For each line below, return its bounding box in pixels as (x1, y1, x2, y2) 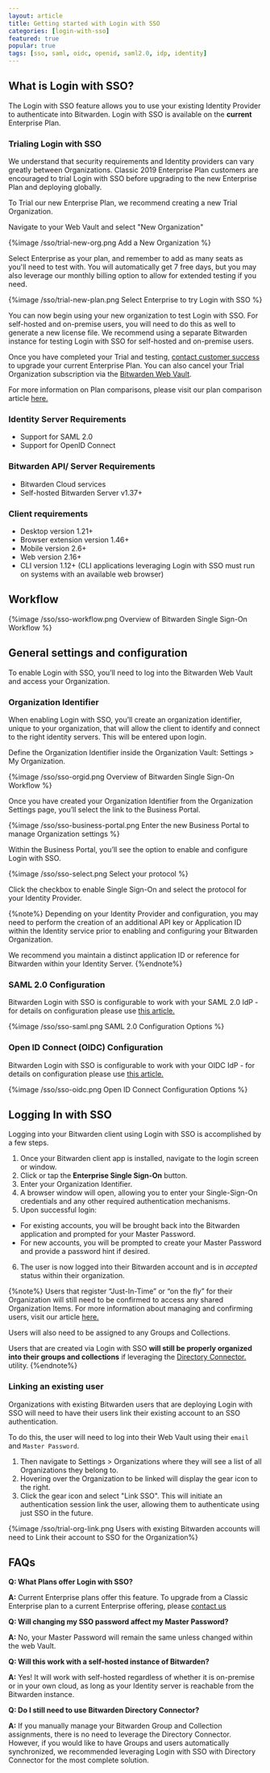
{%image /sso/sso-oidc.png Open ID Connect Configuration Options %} (8, 1084, 248, 1094)
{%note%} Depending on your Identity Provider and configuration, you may (8, 909, 259, 918)
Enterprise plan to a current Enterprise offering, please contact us (8, 1602, 227, 1611)
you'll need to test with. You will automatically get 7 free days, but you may (8, 262, 257, 272)
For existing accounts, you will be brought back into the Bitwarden (19, 1221, 240, 1231)
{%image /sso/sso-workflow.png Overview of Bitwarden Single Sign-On (8, 614, 248, 623)
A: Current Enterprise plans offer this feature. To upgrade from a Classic (8, 1593, 248, 1602)
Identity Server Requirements (8, 414, 127, 425)
